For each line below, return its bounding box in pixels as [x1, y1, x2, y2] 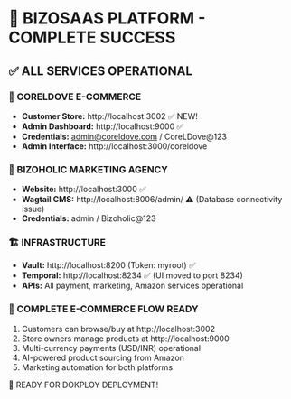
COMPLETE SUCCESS [8, 27, 176, 48]
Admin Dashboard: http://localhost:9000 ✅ [21, 121, 184, 132]
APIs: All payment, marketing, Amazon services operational [21, 280, 244, 292]
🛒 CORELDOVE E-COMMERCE [8, 90, 142, 103]
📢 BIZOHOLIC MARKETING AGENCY [8, 162, 168, 175]
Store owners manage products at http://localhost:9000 [21, 333, 230, 344]
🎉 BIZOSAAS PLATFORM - [8, 8, 206, 29]
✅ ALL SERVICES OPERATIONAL [8, 63, 193, 79]
